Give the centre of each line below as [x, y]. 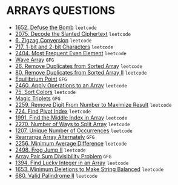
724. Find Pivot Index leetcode [53, 111]
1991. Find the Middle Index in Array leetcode [71, 117]
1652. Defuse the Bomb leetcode [56, 27]
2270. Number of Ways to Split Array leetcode [72, 124]
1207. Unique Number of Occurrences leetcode [74, 130]
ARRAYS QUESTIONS [61, 11]
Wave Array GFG [35, 59]
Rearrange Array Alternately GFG [55, 136]
